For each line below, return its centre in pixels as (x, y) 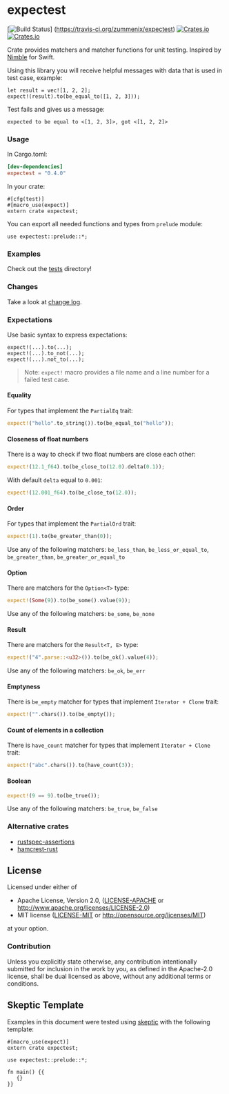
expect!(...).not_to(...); (46, 359)
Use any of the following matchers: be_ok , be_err (77, 670)
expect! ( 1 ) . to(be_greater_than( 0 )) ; (60, 537)
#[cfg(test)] (26, 199)
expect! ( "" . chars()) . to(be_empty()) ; (61, 715)
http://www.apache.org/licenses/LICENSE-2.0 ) (83, 908)
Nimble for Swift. (31, 57)
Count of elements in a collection (56, 730)
